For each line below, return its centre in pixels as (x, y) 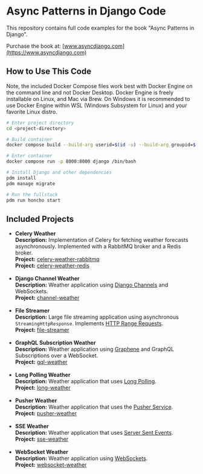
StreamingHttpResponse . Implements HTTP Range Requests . (89, 323)
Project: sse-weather (41, 439)
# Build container (29, 139)
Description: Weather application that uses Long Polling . (86, 381)
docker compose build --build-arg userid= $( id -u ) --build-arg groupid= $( (102, 145)
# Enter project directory (40, 123)
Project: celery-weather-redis (52, 266)
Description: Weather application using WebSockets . (81, 458)
